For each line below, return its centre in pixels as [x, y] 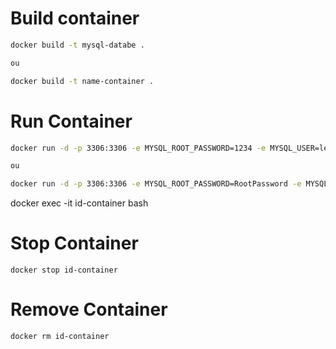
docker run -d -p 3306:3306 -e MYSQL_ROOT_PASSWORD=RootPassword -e [156, 184]
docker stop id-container [64, 270]
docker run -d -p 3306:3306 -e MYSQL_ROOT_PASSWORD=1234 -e [138, 148]
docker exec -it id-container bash [79, 203]
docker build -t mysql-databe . [77, 45]
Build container [75, 18]
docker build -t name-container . [82, 81]
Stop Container [74, 243]
